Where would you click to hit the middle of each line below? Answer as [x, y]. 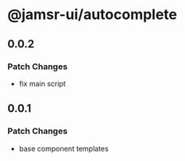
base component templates [64, 148]
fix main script [42, 83]
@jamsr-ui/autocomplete [92, 15]
